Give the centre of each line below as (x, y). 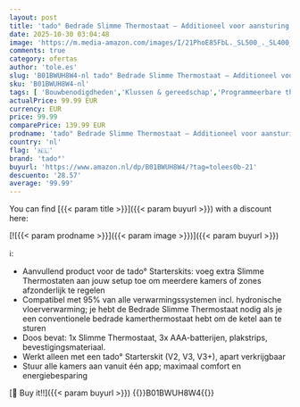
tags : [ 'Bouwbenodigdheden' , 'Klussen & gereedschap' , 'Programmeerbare (145, 92)
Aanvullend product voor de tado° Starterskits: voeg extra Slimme (143, 271)
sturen (34, 328)
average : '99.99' (42, 184)
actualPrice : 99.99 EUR (54, 100)
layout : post (33, 17)
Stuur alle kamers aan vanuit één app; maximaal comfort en (131, 366)
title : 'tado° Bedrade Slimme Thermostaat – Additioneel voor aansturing (150, 26)
